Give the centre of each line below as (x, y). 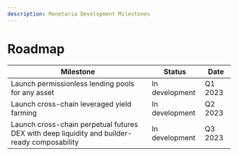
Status (175, 72)
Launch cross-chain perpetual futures (74, 124)
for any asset (33, 92)
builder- (118, 133)
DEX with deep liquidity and (57, 133)
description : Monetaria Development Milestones (79, 14)
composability (55, 142)
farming (24, 113)
